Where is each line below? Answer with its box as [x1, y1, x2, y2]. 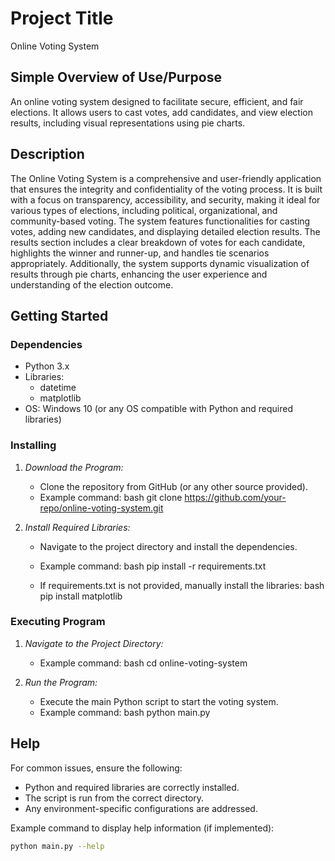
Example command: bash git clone [39, 491, 183, 503]
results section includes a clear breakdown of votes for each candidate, [10, 236, 306, 248]
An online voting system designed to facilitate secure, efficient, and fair [10, 95, 304, 107]
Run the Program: [24, 676, 98, 688]
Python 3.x [24, 360, 70, 372]
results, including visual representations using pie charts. [10, 117, 246, 129]
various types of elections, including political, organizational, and [10, 204, 278, 216]
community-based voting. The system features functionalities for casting [10, 215, 311, 227]
